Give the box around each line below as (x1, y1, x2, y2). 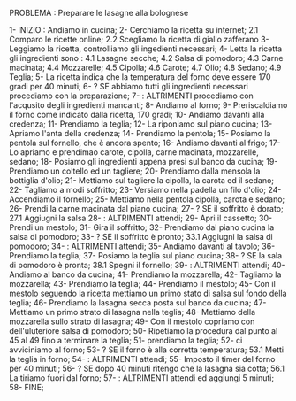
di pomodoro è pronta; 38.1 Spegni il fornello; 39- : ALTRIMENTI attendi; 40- (9, 260, 285, 270)
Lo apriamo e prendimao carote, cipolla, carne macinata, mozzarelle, (9, 147, 259, 158)
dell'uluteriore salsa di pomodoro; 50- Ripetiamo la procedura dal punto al (9, 326, 278, 335)
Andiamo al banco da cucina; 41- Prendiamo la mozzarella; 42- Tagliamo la (9, 269, 282, 280)
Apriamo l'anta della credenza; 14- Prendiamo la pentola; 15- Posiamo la (9, 128, 271, 138)
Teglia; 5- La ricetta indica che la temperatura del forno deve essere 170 (9, 72, 271, 82)
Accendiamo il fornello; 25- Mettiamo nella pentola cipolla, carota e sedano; (9, 194, 285, 204)
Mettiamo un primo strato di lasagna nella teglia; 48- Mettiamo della (9, 307, 256, 317)
